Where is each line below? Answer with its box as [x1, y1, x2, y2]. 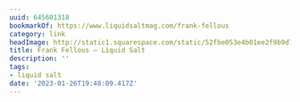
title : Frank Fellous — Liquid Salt [9, 46, 146, 55]
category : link [9, 29, 66, 38]
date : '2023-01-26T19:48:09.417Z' [9, 79, 138, 88]
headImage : [9, 37, 50, 47]
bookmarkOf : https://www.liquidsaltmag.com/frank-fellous [9, 21, 229, 30]
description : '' [9, 54, 70, 63]
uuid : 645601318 [9, 12, 70, 22]
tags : [9, 63, 29, 72]
